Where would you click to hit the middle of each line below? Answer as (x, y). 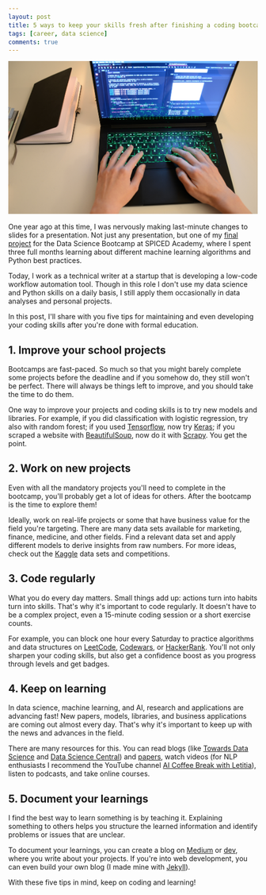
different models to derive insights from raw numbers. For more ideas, (122, 545)
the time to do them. (41, 394)
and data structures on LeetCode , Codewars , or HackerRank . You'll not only (132, 646)
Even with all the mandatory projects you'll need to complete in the (117, 488)
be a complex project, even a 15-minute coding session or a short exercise (129, 615)
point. (18, 443)
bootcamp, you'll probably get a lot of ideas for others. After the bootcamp (130, 496)
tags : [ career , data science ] (58, 33)
